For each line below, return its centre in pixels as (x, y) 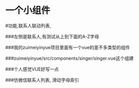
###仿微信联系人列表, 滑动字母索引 (42, 80)
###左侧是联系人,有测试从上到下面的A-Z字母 (52, 36)
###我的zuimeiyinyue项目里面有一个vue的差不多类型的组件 (68, 47)
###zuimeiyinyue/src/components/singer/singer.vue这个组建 (69, 58)
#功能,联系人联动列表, (28, 26)
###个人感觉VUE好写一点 (32, 69)
